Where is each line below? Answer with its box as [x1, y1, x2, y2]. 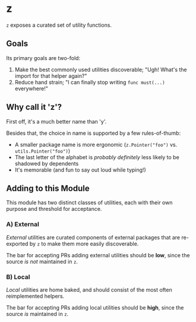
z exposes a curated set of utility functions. [6, 21, 112, 29]
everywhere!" [14, 85, 49, 92]
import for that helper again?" [14, 72, 87, 79]
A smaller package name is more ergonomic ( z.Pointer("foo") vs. [14, 141, 178, 148]
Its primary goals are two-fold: [6, 54, 81, 61]
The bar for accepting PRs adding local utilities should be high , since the [6, 304, 184, 311]
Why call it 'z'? [6, 102, 62, 112]
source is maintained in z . [6, 310, 69, 317]
